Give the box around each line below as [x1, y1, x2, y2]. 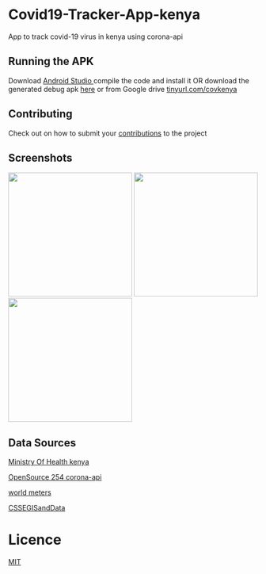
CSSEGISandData [8, 503, 66, 513]
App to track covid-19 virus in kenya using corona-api [8, 32, 184, 41]
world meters [8, 488, 51, 497]
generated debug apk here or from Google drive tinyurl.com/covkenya [8, 84, 237, 94]
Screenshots [8, 151, 73, 164]
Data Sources [8, 436, 77, 450]
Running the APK [8, 55, 94, 68]
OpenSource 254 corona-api [8, 473, 102, 482]
